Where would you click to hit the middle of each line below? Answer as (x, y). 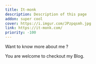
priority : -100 (21, 32)
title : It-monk (21, 10)
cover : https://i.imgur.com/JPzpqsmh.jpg (48, 23)
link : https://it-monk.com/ (34, 28)
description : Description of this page (46, 14)
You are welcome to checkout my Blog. (45, 56)
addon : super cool (24, 19)
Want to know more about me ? (37, 47)
